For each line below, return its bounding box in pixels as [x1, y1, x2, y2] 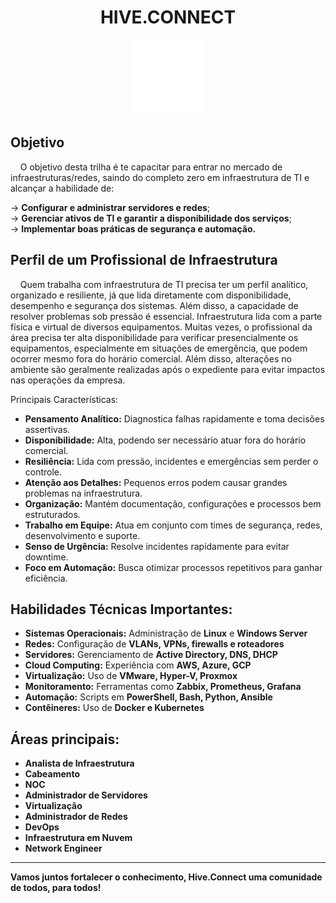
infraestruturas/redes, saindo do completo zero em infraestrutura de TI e [10, 171, 310, 183]
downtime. [24, 551, 69, 563]
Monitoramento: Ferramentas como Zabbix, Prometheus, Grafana [24, 681, 302, 693]
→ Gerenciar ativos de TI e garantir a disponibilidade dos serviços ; [10, 212, 292, 224]
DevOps [24, 821, 60, 833]
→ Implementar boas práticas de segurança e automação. [10, 222, 257, 235]
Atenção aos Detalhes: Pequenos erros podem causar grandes [24, 476, 288, 488]
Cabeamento [24, 768, 81, 780]
